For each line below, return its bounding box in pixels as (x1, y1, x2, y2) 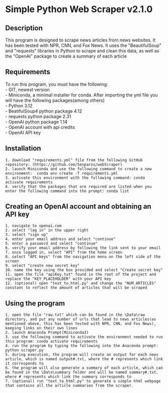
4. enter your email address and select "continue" (5, 236, 116, 242)
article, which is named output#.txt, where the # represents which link (5, 357, 163, 362)
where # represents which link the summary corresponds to (5, 374, 132, 379)
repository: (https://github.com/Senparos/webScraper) (5, 162, 123, 167)
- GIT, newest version (5, 86, 50, 92)
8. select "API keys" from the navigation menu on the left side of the (5, 254, 161, 260)
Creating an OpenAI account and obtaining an (5, 202, 152, 211)
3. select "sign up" (5, 232, 49, 237)
